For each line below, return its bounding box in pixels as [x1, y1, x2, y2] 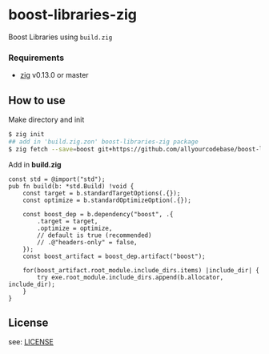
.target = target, [37, 217, 98, 225]
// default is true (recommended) [37, 231, 152, 239]
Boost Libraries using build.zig [8, 32, 113, 42]
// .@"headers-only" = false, [37, 238, 138, 246]
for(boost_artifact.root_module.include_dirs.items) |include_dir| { [22, 266, 260, 274]
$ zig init [8, 131, 45, 139]
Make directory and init [8, 115, 85, 125]
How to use [8, 94, 66, 107]
